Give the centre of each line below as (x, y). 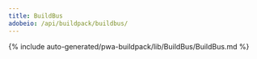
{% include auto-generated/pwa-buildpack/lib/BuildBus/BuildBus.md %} (129, 46)
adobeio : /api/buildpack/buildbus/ (68, 23)
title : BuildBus (36, 16)
